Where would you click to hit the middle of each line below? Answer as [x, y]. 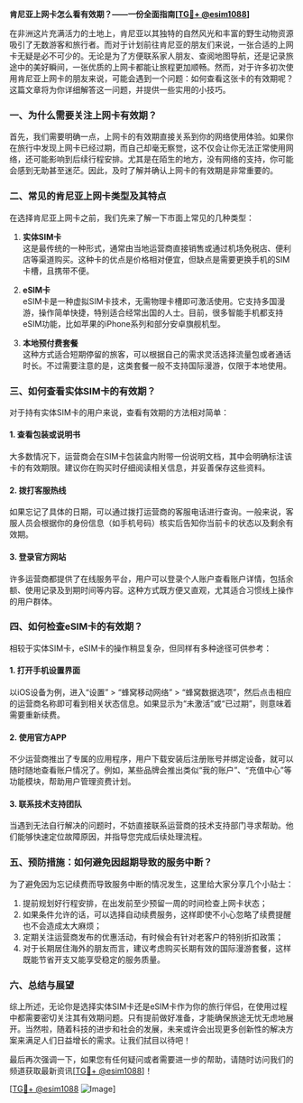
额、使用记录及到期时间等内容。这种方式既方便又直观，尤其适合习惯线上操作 [151, 589]
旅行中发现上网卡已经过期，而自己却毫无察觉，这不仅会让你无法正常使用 [151, 148]
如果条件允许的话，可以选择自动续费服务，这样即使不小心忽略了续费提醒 [156, 914]
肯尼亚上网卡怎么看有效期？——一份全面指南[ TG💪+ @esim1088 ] [130, 14]
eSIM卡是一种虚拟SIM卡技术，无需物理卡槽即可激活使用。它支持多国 [150, 301]
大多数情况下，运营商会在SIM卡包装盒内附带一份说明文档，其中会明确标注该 [151, 457]
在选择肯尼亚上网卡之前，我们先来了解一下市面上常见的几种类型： [132, 218]
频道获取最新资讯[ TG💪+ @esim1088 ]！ [81, 1071]
